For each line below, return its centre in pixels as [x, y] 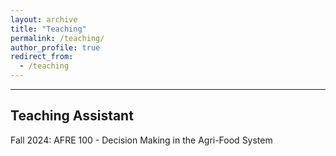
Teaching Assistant [72, 116]
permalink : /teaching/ [57, 38]
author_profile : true [55, 47]
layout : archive [44, 19]
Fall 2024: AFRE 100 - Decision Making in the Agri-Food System [141, 140]
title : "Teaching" [48, 29]
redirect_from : [42, 57]
